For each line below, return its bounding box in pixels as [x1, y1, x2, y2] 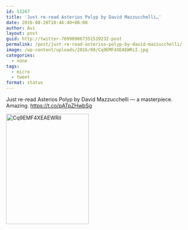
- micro [11, 69, 31, 75]
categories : [6, 52, 35, 58]
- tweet [11, 74, 31, 80]
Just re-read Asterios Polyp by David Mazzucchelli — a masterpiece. [6, 96, 173, 103]
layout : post [6, 31, 38, 36]
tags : [6, 63, 19, 69]
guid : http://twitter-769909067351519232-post [6, 36, 122, 42]
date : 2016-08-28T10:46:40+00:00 [6, 19, 88, 25]
